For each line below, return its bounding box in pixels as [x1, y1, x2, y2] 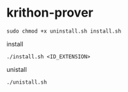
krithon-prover [6, 5, 94, 21]
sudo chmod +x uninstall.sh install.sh [6, 28, 122, 35]
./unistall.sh [6, 78, 48, 86]
